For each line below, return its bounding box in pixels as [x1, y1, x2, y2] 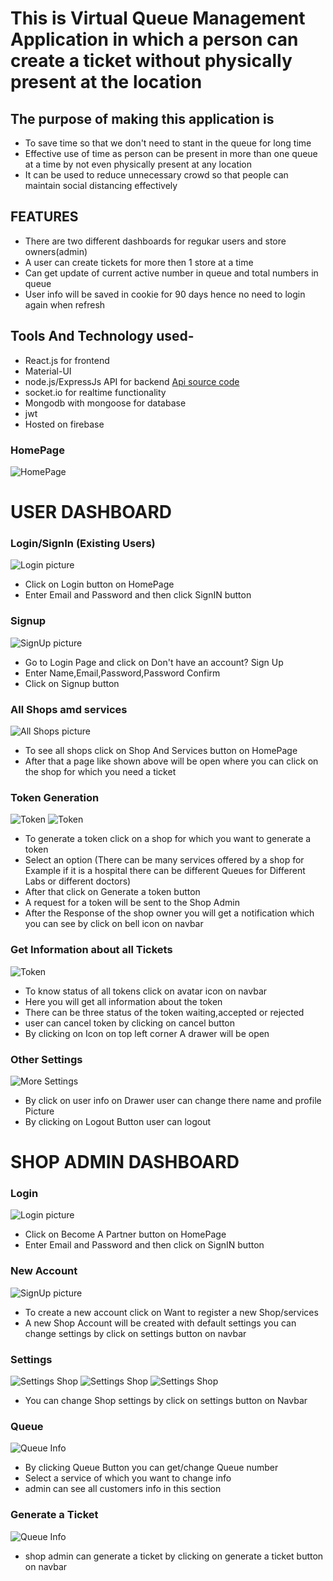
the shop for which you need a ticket [24, 766, 177, 777]
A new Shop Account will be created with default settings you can [24, 1317, 297, 1329]
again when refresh [24, 298, 106, 311]
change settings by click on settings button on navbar [24, 1327, 247, 1339]
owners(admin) [24, 245, 88, 257]
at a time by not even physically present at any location [24, 158, 253, 170]
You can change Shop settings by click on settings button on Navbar [24, 1394, 308, 1406]
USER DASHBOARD [10, 501, 173, 524]
